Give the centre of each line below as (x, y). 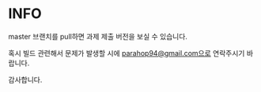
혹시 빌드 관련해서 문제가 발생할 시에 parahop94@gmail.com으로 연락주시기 (127, 53)
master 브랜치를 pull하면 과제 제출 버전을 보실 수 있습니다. (98, 36)
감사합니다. (25, 79)
